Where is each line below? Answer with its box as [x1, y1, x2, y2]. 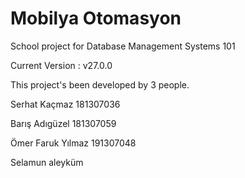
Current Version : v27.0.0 [10, 59, 113, 71]
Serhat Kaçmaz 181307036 [10, 98, 121, 110]
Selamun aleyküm [10, 156, 84, 168]
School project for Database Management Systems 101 [10, 40, 236, 52]
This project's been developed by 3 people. [10, 78, 190, 91]
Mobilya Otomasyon [10, 7, 182, 30]
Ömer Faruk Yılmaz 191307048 [10, 137, 137, 149]
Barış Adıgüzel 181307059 [10, 117, 117, 129]
